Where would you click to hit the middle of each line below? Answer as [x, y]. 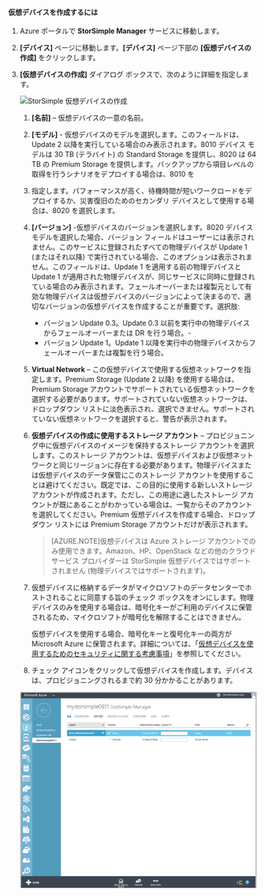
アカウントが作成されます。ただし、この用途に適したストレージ [134, 495]
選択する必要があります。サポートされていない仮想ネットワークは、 [142, 399]
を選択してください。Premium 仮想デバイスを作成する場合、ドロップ [143, 515]
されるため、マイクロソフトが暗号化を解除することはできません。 [138, 617]
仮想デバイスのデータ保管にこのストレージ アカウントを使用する [143, 475]
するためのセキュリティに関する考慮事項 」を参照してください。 [142, 654]
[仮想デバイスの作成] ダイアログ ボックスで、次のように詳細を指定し [131, 74]
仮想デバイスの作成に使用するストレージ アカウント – [118, 436]
